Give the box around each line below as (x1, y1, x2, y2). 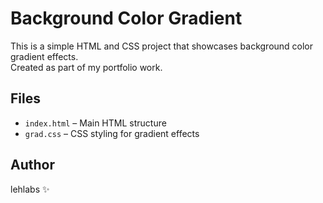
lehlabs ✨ (10, 183, 50, 195)
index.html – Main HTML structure (24, 117, 167, 129)
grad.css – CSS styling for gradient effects (24, 127, 200, 139)
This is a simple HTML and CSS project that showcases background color (10, 40, 314, 52)
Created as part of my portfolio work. (10, 61, 163, 73)
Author (10, 157, 55, 174)
